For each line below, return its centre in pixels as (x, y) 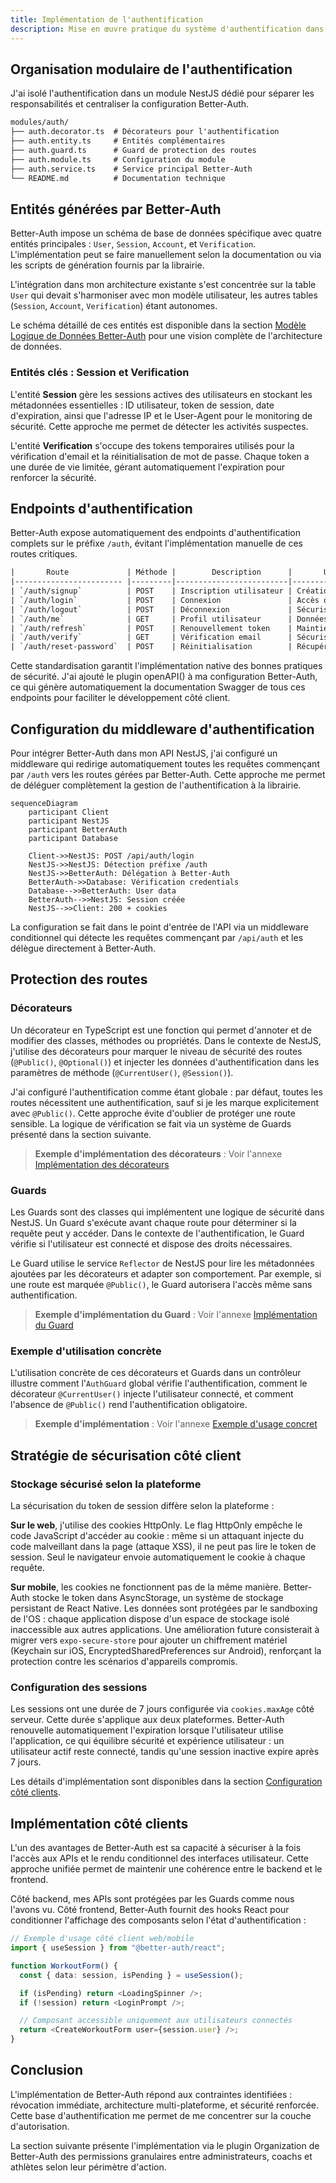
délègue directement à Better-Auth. (83, 948)
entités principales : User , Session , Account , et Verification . (133, 244)
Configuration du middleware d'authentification (162, 729)
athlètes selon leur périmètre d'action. (88, 2167)
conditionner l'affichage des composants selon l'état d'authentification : (158, 1920)
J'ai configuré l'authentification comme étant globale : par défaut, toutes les (166, 1092)
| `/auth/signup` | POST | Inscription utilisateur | (151, 591)
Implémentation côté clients (99, 1823)
